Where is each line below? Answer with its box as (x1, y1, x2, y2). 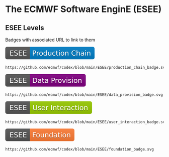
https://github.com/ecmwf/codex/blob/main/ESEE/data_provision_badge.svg (5, 92, 163, 97)
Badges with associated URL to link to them (5, 37, 96, 43)
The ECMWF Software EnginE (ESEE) (5, 4, 162, 15)
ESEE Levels (5, 24, 44, 32)
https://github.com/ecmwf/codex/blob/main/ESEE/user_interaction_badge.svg (5, 119, 167, 124)
